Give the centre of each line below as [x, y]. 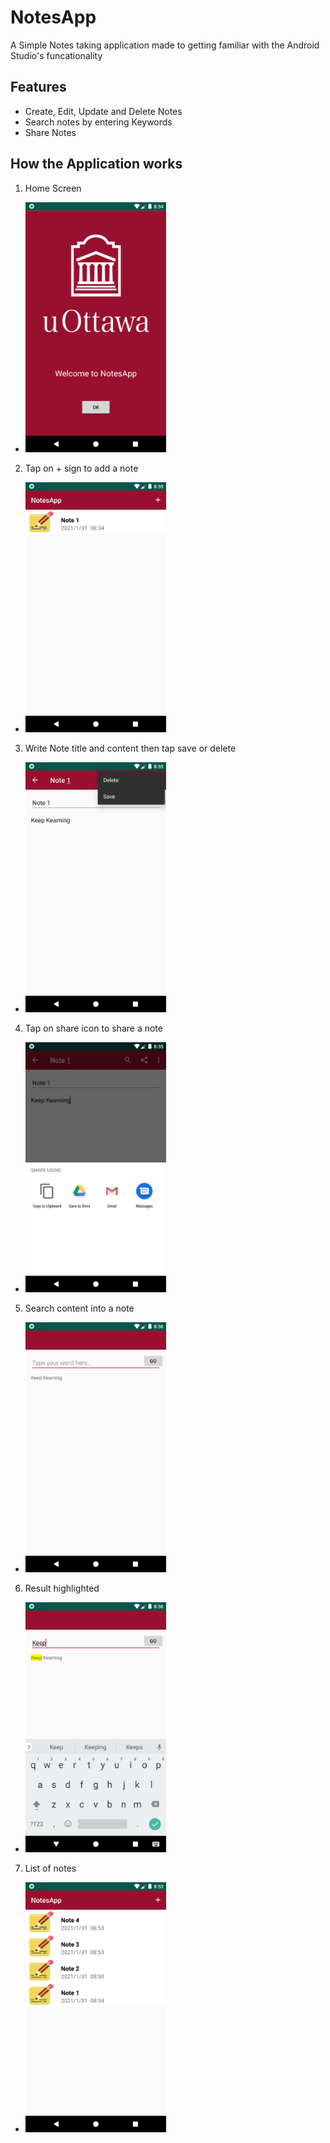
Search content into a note [79, 1308]
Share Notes [50, 132]
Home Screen [53, 188]
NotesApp [53, 17]
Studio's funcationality [56, 55]
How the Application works [96, 164]
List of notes [50, 1868]
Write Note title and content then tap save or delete [130, 748]
